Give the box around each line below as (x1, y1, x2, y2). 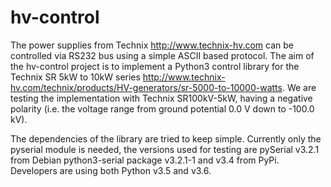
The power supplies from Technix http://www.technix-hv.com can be (10, 39, 294, 51)
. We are (281, 81, 317, 93)
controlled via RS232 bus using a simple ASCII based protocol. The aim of (10, 49, 315, 61)
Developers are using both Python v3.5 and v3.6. (10, 164, 212, 176)
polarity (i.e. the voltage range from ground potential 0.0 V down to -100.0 (10, 102, 315, 115)
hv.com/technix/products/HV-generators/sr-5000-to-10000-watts (10, 81, 283, 93)
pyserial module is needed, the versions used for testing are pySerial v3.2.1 (10, 143, 320, 155)
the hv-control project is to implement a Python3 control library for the (10, 60, 300, 72)
